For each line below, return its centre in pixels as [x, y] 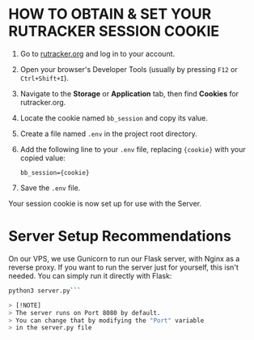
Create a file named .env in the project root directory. [109, 134]
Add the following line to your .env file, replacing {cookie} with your [133, 149]
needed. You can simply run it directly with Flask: [90, 275]
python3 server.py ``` [45, 291]
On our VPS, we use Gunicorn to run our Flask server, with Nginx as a [124, 258]
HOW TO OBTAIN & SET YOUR [110, 14]
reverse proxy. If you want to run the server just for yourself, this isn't [123, 267]
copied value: [43, 158]
